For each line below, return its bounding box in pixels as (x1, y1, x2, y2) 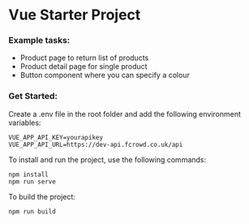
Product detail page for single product (19, 62, 148, 71)
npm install (8, 170, 49, 179)
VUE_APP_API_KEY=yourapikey (8, 133, 104, 141)
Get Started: (8, 91, 58, 102)
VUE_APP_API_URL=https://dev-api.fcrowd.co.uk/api (8, 140, 183, 149)
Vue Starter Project (8, 6, 141, 24)
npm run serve (8, 177, 57, 186)
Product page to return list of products (19, 53, 149, 62)
